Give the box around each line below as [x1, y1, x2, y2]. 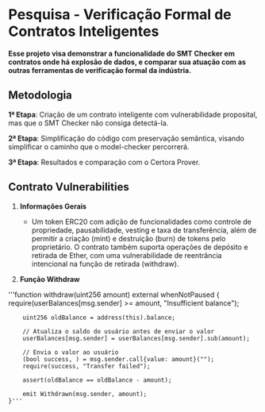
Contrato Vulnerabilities [8, 180, 129, 194]
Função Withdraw [19, 274, 80, 283]
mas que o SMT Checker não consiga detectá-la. [8, 117, 169, 128]
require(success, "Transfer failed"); [22, 362, 151, 370]
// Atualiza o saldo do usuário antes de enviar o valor [22, 327, 215, 335]
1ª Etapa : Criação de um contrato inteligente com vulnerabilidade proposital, [8, 110, 258, 119]
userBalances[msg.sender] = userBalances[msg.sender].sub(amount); [22, 334, 250, 342]
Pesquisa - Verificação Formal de [8, 6, 232, 24]
